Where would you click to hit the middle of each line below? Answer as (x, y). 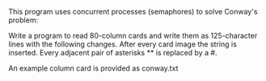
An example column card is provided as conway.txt (93, 68)
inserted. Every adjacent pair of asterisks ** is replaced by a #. (113, 53)
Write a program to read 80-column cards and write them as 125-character (133, 36)
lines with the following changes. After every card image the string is (122, 44)
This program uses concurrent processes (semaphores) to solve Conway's (133, 12)
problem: (23, 20)
